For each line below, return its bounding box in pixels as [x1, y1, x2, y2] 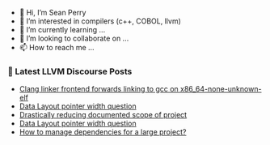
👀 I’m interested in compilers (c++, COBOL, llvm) [19, 16, 181, 26]
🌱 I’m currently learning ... [19, 25, 106, 34]
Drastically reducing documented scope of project [19, 110, 188, 120]
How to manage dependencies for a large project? [19, 127, 187, 137]
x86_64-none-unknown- [179, 84, 262, 94]
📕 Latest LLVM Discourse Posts [7, 66, 133, 77]
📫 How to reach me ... [19, 43, 95, 52]
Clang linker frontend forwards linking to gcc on [19, 84, 179, 94]
